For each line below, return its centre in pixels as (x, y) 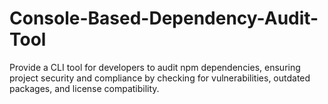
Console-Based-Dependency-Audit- (164, 18)
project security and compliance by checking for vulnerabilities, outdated (160, 78)
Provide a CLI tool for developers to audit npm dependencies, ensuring (155, 67)
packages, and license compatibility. (84, 88)
